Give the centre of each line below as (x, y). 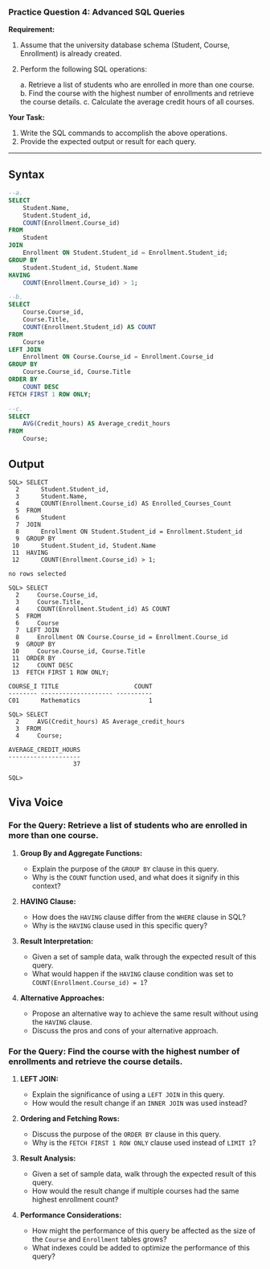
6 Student (41, 517)
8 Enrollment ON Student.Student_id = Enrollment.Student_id (129, 532)
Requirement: (32, 30)
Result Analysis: (48, 1158)
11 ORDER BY (34, 658)
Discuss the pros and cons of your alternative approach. (125, 1030)
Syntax (27, 174)
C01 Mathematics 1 (80, 700)
